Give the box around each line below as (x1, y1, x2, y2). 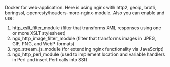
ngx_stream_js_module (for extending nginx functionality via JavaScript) (12, 46, 164, 52)
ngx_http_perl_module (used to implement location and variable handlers (12, 51, 165, 57)
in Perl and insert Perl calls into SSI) (12, 57, 88, 62)
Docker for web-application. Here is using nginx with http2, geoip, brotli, (5, 5, 156, 10)
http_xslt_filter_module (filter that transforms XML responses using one (12, 25, 161, 31)
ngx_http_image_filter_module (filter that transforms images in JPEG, (12, 35, 156, 41)
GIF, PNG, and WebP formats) (12, 41, 75, 47)
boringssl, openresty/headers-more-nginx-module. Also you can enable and (5, 10, 165, 16)
